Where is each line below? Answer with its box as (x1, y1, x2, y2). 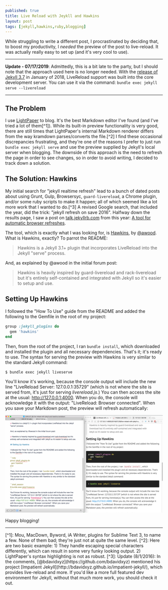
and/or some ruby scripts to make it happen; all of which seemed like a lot (5, 198, 157, 204)
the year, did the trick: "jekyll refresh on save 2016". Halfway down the (5, 209, 150, 215)
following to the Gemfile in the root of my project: (5, 313, 106, 319)
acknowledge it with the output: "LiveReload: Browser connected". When (5, 400, 155, 406)
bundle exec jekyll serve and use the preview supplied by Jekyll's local (5, 144, 155, 150)
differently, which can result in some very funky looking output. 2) (5, 548, 141, 554)
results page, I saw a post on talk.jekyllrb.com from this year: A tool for (5, 214, 151, 220)
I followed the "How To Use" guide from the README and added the (5, 308, 145, 314)
